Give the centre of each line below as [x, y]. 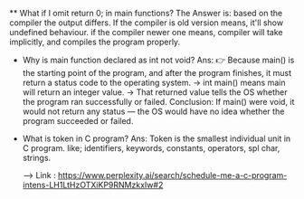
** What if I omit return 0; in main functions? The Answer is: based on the [146, 13]
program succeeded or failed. [78, 121]
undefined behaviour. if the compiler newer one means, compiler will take [146, 32]
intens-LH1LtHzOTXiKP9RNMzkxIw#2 [93, 185]
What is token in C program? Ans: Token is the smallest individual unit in [157, 138]
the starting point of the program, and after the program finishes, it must [157, 73]
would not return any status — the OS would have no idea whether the [153, 111]
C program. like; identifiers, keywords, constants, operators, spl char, [151, 148]
